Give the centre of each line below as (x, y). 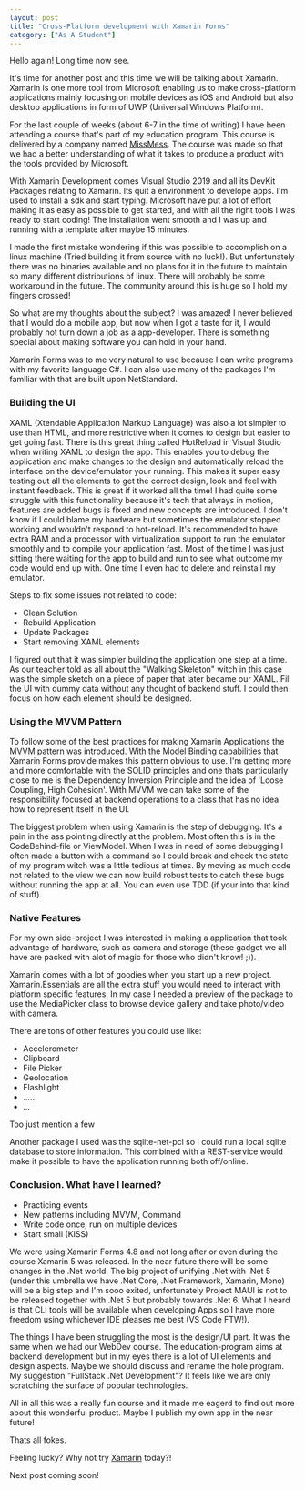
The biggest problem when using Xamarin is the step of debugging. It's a (146, 826)
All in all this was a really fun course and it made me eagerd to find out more (152, 1403)
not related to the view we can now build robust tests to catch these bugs (147, 875)
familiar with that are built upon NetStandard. (94, 380)
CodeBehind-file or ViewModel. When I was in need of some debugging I (147, 846)
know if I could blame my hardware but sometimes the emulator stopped (145, 519)
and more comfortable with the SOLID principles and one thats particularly (149, 770)
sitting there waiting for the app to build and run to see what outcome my (146, 558)
